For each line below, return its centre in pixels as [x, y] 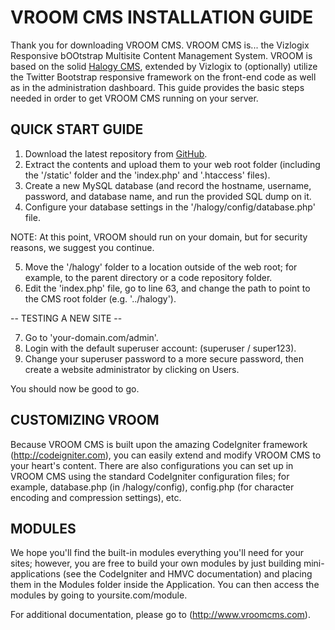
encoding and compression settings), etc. [96, 497]
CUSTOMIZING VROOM [85, 420]
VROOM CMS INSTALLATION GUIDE [162, 17]
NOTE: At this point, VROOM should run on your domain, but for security [159, 237]
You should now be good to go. [75, 388]
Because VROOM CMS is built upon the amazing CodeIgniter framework [159, 444]
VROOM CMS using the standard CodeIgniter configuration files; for [150, 476]
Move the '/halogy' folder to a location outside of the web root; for [161, 267]
